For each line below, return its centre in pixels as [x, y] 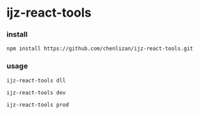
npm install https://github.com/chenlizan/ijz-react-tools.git [100, 49]
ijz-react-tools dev [36, 92]
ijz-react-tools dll [36, 80]
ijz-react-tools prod [38, 105]
